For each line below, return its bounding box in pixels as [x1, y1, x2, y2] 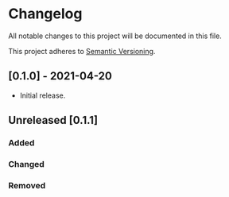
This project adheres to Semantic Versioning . [8, 46, 156, 56]
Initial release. [19, 91, 66, 100]
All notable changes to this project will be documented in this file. [8, 31, 223, 41]
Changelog [8, 5, 83, 23]
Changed [8, 158, 45, 169]
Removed [8, 180, 46, 191]
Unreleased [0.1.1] [8, 114, 98, 127]
